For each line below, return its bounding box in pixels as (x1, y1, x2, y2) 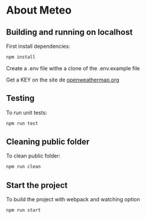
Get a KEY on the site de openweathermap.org (6, 76, 119, 83)
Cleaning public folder (6, 136, 90, 146)
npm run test (6, 120, 38, 126)
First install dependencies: (6, 43, 70, 50)
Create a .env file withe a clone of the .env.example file (6, 64, 140, 71)
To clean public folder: (6, 152, 61, 159)
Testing (6, 93, 35, 103)
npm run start (6, 207, 41, 213)
